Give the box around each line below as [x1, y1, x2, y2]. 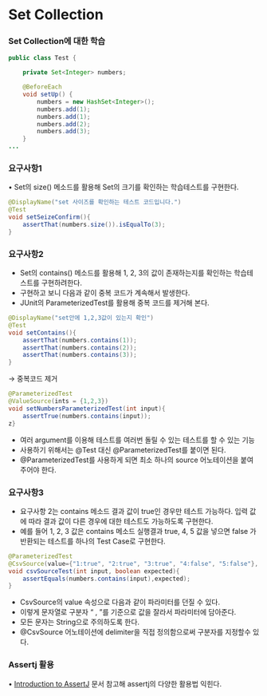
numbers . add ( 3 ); [37, 128, 91, 136]
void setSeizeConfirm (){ [8, 213, 91, 221]
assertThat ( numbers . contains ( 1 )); [22, 336, 137, 344]
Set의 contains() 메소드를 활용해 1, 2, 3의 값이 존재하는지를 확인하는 [19, 268, 233, 278]
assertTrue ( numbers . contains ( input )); [22, 412, 151, 420]
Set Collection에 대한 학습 [8, 36, 106, 47]
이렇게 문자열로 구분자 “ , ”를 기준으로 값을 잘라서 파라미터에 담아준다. [19, 607, 237, 617]
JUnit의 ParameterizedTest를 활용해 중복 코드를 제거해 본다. [19, 298, 210, 308]
